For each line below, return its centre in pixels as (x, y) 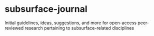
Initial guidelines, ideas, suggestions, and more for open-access (71, 23)
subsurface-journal (46, 9)
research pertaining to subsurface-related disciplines (79, 28)
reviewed (14, 28)
